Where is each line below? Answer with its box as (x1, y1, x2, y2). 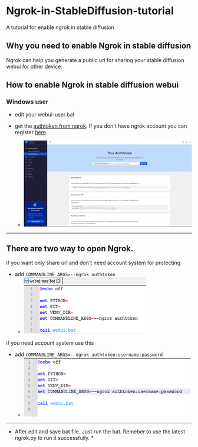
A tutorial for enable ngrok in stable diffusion (6, 24, 114, 31)
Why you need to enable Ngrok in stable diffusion (6, 41, 192, 51)
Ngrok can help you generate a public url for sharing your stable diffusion (6, 56, 184, 63)
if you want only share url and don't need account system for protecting (6, 259, 181, 267)
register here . (14, 129, 48, 136)
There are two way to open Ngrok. (6, 244, 134, 254)
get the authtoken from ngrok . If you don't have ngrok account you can (14, 122, 187, 129)
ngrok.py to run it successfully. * (14, 435, 94, 442)
